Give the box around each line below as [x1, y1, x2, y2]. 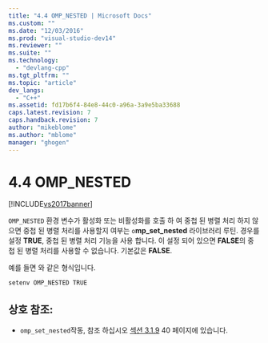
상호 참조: [8, 302, 54, 317]
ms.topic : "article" [8, 79, 78, 87]
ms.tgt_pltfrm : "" [8, 71, 70, 79]
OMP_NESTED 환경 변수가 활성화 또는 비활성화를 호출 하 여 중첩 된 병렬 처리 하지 [8, 216, 250, 225]
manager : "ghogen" [8, 138, 70, 147]
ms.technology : [8, 57, 59, 65]
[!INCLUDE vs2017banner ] [8, 200, 94, 209]
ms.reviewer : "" [8, 42, 62, 50]
